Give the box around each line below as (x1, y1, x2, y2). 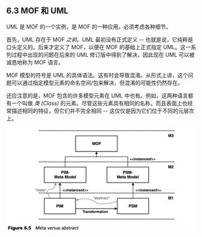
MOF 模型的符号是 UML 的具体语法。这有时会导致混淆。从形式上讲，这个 (6, 72, 189, 79)
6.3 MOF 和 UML (6, 5, 68, 16)
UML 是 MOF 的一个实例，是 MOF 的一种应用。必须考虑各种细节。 (6, 23, 171, 30)
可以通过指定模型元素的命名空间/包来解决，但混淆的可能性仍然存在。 (11, 79, 183, 86)
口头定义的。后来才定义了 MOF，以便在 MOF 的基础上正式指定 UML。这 (6, 43, 186, 50)
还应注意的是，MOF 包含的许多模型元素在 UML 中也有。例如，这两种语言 (6, 92, 189, 99)
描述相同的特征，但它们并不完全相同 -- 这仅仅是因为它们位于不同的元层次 (11, 107, 195, 114)
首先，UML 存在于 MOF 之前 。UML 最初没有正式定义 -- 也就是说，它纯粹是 (6, 36, 194, 43)
